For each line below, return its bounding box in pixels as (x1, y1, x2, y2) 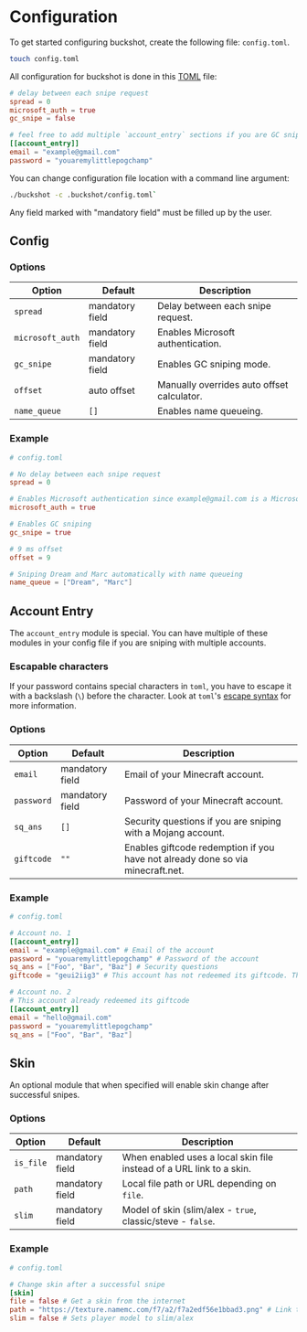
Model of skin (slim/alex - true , (122, 1204, 258, 1217)
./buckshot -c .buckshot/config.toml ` (9, 190, 157, 199)
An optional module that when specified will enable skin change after (9, 1080, 270, 1091)
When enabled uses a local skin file (122, 1151, 274, 1164)
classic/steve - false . (122, 1215, 216, 1228)
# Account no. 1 (9, 928, 71, 938)
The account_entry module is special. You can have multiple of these (9, 628, 269, 639)
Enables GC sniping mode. (156, 358, 271, 371)
